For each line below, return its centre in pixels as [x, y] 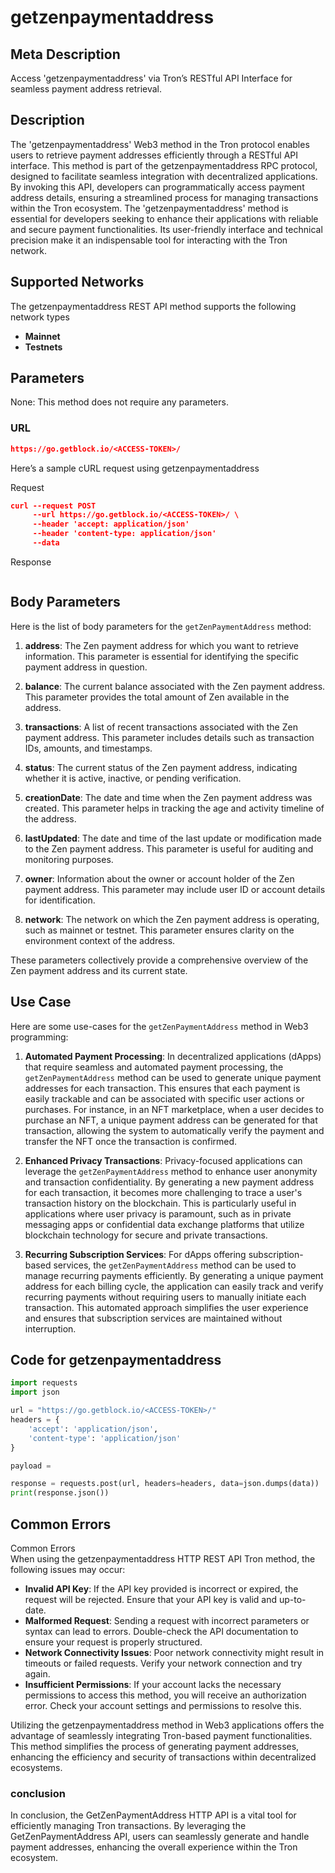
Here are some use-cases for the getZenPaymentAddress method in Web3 [159, 1026]
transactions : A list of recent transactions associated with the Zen [161, 727]
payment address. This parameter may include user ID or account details [175, 889]
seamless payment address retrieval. [86, 89]
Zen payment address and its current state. [99, 970]
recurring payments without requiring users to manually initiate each [165, 1297]
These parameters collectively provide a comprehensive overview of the [159, 960]
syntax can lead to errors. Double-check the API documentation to [161, 1631]
